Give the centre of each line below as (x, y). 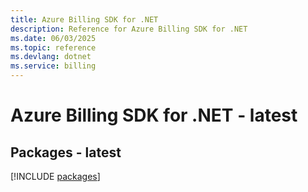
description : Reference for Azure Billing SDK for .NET (129, 29)
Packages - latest (66, 152)
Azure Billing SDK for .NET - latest (154, 115)
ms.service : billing (53, 66)
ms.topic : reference (53, 47)
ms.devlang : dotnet (51, 57)
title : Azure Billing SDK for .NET (84, 19)
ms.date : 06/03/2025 (53, 38)
